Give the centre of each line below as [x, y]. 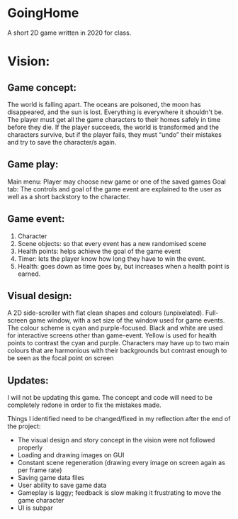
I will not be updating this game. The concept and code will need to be [110, 398]
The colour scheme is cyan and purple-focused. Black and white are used [115, 328]
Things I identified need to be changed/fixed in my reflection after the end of [119, 419]
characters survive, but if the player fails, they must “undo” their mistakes [114, 134]
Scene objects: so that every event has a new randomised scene [112, 243]
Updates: [28, 380]
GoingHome [43, 13]
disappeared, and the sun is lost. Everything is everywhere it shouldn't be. [115, 112]
